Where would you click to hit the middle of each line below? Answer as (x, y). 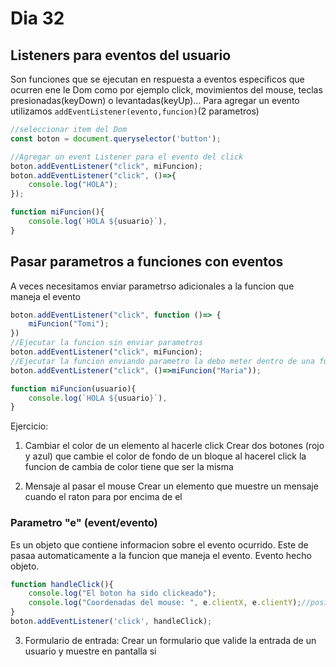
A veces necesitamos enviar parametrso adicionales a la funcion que (152, 286)
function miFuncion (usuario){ (73, 388)
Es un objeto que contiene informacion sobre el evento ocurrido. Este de (159, 544)
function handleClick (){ (62, 584)
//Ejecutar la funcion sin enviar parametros (106, 343)
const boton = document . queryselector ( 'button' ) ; (116, 138)
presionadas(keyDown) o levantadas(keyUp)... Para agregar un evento (155, 100)
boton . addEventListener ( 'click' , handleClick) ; (111, 622)
